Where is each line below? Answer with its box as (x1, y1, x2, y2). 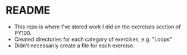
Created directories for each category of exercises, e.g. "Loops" (14, 35, 172, 43)
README (5, 4, 51, 17)
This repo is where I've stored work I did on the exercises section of (14, 23, 181, 30)
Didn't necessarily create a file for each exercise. (14, 42, 135, 49)
